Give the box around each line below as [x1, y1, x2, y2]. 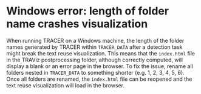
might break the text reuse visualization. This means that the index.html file [6, 49, 196, 57]
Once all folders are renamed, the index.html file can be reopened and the [6, 75, 192, 83]
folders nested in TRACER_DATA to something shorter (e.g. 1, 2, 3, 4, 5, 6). [6, 69, 185, 76]
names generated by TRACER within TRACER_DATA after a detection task [6, 43, 183, 51]
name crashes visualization [6, 17, 148, 31]
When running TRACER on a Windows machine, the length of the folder [6, 37, 185, 44]
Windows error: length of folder [6, 4, 169, 18]
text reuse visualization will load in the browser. [6, 81, 125, 89]
